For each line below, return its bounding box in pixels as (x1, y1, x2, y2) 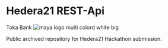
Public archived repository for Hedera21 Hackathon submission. (6, 35, 162, 42)
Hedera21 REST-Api (6, 4, 105, 18)
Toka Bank (6, 24, 32, 31)
